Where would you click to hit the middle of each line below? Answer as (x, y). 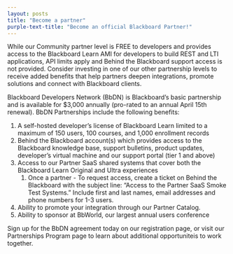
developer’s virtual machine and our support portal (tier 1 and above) (116, 155)
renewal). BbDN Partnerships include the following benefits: (93, 112)
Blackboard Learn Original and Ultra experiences (88, 170)
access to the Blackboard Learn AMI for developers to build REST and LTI (113, 54)
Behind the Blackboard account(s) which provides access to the (110, 141)
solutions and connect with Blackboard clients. (75, 84)
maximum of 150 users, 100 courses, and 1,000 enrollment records (113, 133)
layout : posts (28, 14)
